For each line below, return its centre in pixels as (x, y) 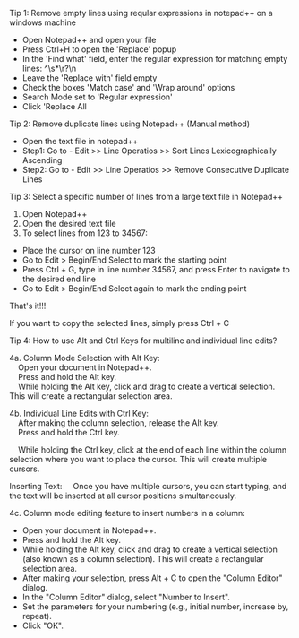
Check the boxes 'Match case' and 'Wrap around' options (128, 87)
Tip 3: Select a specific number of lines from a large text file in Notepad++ (146, 197)
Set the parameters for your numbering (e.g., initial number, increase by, (155, 607)
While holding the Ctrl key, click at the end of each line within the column (152, 450)
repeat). (37, 616)
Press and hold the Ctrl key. (68, 432)
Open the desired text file (69, 224)
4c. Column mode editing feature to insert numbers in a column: (128, 513)
